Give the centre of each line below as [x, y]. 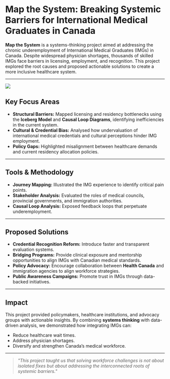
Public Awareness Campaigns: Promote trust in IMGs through [77, 276]
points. [20, 190]
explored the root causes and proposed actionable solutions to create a [80, 66]
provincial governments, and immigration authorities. [68, 200]
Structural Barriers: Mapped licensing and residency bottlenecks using [87, 114]
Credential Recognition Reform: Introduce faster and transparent [81, 244]
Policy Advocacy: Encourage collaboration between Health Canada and [88, 266]
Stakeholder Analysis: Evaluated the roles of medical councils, [78, 195]
